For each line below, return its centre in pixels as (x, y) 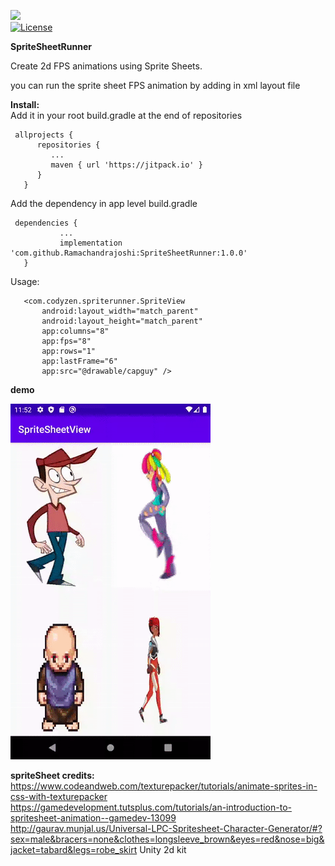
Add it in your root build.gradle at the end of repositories (126, 115)
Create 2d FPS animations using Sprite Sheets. (106, 66)
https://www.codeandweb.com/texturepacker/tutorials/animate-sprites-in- (164, 786)
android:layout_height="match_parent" (122, 321)
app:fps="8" (66, 341)
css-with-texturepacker (59, 796)
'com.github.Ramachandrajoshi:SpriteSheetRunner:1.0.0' (129, 253)
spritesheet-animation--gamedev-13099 (93, 818)
